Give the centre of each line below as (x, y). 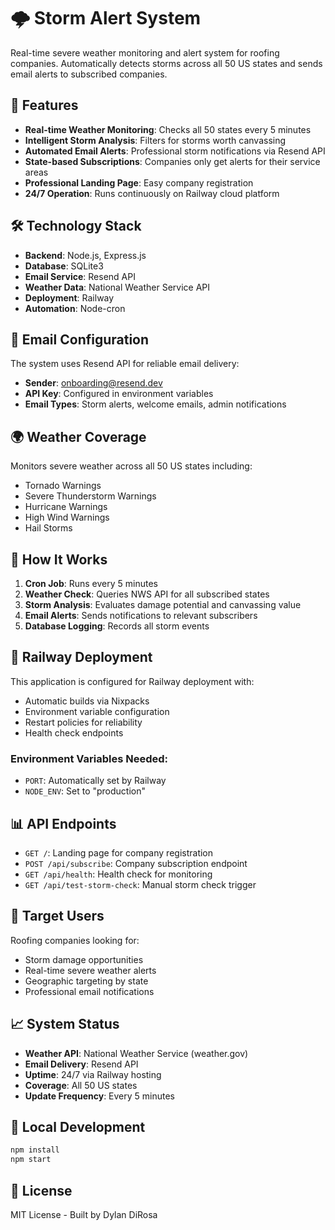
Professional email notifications (89, 991)
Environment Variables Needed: (89, 758)
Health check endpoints (74, 732)
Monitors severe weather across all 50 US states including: (131, 466)
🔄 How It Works (59, 559)
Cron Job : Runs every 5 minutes (91, 583)
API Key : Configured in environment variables (119, 394)
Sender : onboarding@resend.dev (93, 383)
